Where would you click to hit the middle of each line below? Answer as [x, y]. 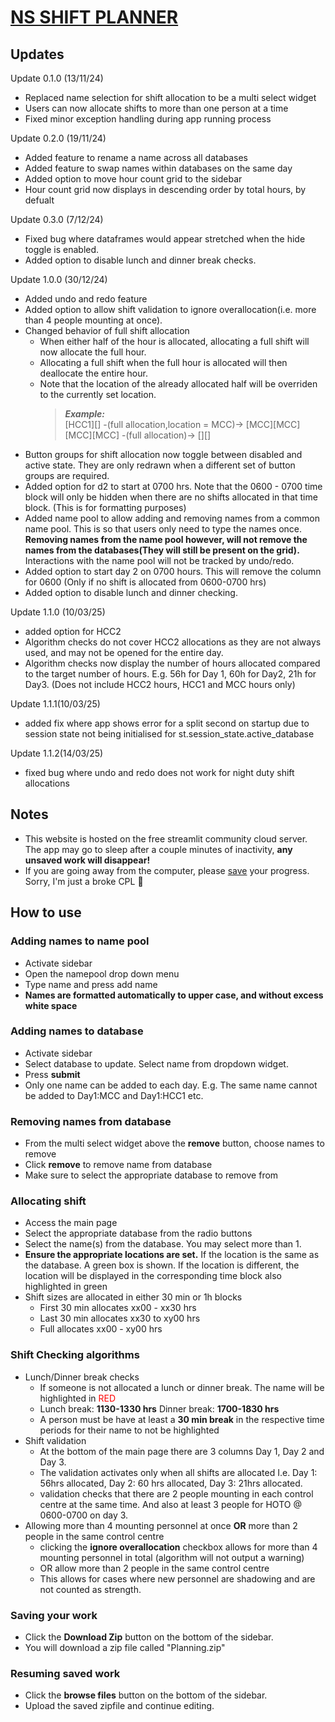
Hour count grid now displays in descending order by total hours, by [165, 189]
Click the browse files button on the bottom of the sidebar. [146, 1695]
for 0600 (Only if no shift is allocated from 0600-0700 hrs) [145, 582]
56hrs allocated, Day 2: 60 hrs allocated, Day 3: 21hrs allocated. [171, 1483]
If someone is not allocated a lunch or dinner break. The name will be [182, 1387]
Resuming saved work [65, 1673]
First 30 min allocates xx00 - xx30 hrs [118, 1308]
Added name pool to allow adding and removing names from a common [172, 518]
